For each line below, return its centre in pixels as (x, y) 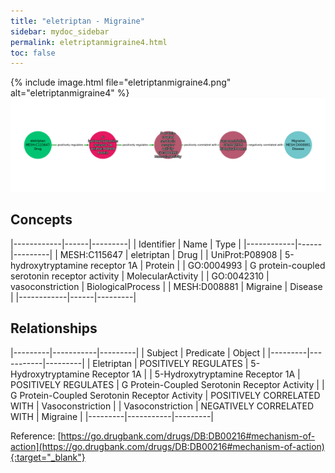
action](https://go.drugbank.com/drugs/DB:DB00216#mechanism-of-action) (167, 446)
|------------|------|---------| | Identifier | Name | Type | (126, 244)
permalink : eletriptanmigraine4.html (89, 42)
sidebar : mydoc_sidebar (60, 31)
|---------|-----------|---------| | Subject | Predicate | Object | (138, 352)
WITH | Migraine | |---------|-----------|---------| (112, 416)
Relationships (54, 328)
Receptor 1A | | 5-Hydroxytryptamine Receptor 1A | (196, 374)
